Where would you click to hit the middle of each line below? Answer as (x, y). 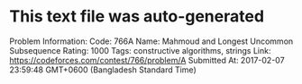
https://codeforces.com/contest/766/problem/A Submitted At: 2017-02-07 (147, 60)
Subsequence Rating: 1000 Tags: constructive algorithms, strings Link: (140, 50)
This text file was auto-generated (137, 17)
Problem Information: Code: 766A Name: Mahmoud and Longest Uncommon (151, 41)
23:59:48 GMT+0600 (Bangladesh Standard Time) (103, 70)
